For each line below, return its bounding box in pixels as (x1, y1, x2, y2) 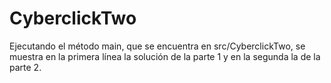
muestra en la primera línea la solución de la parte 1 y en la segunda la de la (9, 50, 321, 62)
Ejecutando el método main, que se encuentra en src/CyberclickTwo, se (9, 40, 306, 52)
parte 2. (9, 61, 42, 73)
